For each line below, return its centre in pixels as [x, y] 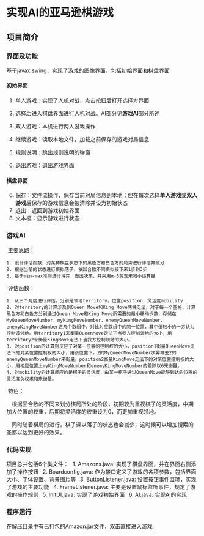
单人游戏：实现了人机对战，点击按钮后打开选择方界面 [82, 100]
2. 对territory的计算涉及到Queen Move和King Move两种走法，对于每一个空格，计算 [101, 307]
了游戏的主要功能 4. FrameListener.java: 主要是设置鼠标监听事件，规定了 [98, 486]
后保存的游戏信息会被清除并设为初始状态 [77, 203]
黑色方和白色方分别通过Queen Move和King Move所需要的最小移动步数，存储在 [92, 314]
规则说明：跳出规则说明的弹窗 [53, 152]
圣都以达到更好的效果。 [36, 432]
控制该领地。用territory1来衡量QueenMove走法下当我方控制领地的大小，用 [89, 333]
